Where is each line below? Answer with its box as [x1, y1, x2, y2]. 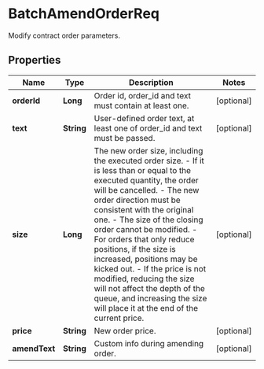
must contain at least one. [93, 100, 189, 111]
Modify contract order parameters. [8, 31, 120, 40]
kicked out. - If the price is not [93, 263, 207, 274]
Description [128, 76, 174, 87]
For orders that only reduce [93, 234, 195, 245]
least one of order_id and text [93, 123, 203, 134]
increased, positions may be [93, 253, 198, 264]
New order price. [93, 325, 156, 336]
